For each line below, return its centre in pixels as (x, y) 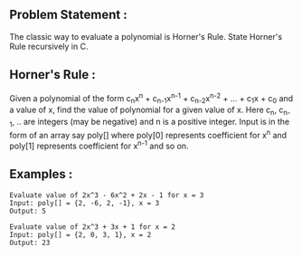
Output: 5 (28, 211)
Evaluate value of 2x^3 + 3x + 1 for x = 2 (93, 227)
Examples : (41, 174)
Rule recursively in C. (49, 46)
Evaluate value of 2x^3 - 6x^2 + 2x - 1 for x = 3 (107, 195)
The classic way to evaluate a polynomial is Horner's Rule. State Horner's (146, 36)
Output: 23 (30, 242)
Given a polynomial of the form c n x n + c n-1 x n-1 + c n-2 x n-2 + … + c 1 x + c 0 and (151, 98)
